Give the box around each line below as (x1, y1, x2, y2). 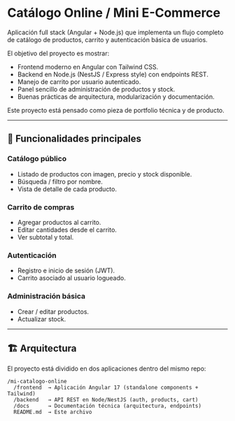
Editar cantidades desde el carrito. (17, 226, 117, 234)
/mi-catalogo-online (7, 378, 68, 385)
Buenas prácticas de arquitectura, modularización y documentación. (17, 92, 215, 101)
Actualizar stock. (17, 315, 66, 323)
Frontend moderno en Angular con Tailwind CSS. (17, 62, 159, 71)
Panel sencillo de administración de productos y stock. (17, 85, 176, 93)
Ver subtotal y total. (17, 233, 74, 241)
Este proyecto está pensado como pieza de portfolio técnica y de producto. (7, 106, 225, 114)
